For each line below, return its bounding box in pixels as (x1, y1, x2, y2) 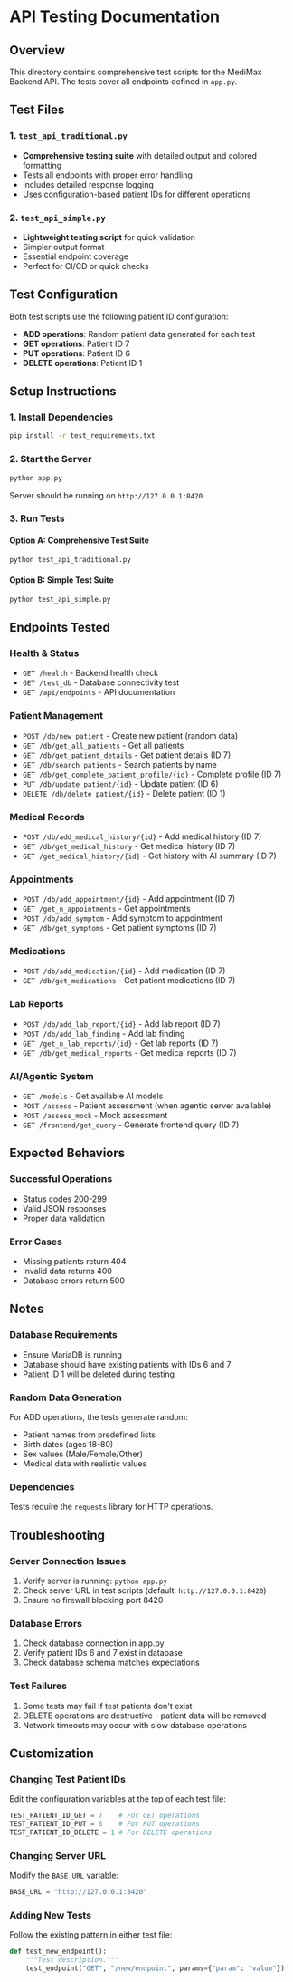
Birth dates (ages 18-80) (22, 1439, 114, 1450)
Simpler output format (22, 241, 105, 252)
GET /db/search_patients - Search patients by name (22, 759, 217, 769)
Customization (9, 1746, 95, 1762)
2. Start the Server (9, 453, 92, 466)
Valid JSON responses (22, 1203, 107, 1213)
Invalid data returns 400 (22, 1266, 113, 1277)
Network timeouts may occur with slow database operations (22, 1719, 247, 1730)
